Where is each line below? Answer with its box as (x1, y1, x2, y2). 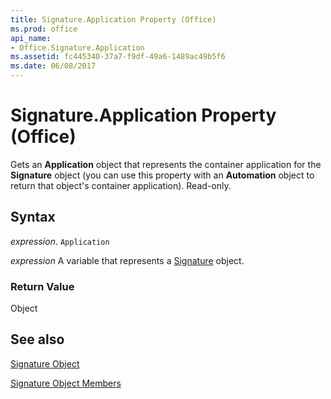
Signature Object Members (10, 377, 122, 389)
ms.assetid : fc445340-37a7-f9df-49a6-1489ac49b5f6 (10, 52, 226, 62)
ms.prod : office (10, 24, 78, 34)
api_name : (10, 33, 52, 43)
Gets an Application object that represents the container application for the (10, 158, 322, 170)
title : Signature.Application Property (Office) (10, 14, 217, 25)
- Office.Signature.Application (10, 42, 145, 53)
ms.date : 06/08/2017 (10, 61, 97, 71)
